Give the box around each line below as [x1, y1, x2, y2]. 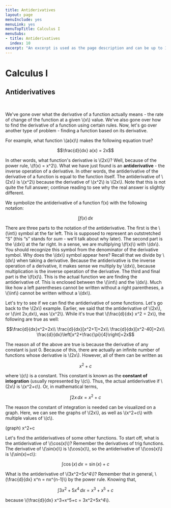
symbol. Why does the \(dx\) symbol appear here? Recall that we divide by [5, 252, 162, 258]
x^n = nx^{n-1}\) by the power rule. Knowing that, [33, 476, 136, 482]
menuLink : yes [5, 21, 36, 27]
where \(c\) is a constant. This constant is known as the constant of [5, 373, 148, 379]
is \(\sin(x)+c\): [5, 451, 37, 457]
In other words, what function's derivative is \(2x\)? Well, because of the [5, 157, 157, 163]
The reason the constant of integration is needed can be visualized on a [5, 404, 156, 410]
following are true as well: [5, 316, 60, 322]
